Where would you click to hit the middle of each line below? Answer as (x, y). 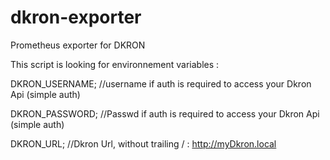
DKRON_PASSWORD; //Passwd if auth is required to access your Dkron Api (165, 113)
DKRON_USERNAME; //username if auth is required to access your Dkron (161, 83)
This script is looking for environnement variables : (115, 64)
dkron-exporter (76, 17)
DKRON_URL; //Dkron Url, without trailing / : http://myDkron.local (143, 143)
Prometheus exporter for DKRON (78, 45)
